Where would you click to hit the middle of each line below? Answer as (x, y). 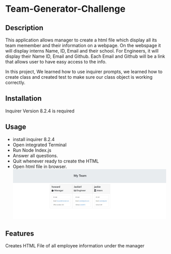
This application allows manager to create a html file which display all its (81, 40)
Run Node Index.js (32, 150)
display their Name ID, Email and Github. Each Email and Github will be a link (85, 56)
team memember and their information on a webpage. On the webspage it (83, 45)
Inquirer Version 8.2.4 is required (40, 111)
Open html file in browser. (40, 166)
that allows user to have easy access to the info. (56, 62)
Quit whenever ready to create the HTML (56, 161)
